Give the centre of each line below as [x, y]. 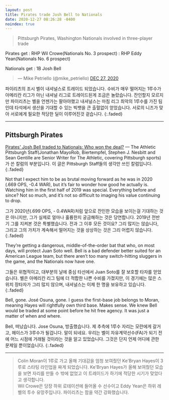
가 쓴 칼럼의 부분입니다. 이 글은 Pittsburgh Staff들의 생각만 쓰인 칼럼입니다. [79, 164]
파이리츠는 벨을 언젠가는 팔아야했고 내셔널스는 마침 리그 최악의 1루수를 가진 [84, 101]
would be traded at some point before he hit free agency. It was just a [77, 311]
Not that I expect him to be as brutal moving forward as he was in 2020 [79, 179]
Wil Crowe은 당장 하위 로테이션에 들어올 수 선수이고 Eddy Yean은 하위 [87, 386]
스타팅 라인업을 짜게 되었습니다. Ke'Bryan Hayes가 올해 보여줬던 [91, 367]
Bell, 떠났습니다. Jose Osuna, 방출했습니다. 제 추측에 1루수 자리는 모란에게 [78, 326]
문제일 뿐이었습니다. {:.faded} [34, 346]
